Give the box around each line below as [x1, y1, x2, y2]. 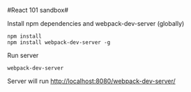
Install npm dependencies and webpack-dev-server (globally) [7, 20, 185, 27]
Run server [7, 52, 39, 59]
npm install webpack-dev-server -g [7, 39, 111, 46]
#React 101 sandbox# [7, 6, 68, 14]
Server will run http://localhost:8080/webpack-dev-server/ [7, 77, 176, 85]
